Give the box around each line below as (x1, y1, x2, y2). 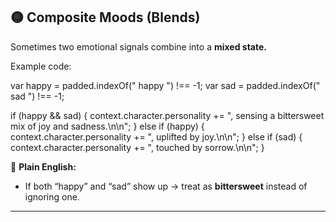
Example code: (10, 60, 72, 72)
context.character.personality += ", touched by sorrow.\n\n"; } (10, 141, 265, 153)
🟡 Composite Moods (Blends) (10, 9, 201, 26)
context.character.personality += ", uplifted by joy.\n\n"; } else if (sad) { (10, 130, 303, 143)
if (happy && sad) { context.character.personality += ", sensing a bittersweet (10, 109, 325, 121)
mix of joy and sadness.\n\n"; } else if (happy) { (10, 120, 205, 132)
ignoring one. (24, 190, 80, 203)
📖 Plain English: (10, 160, 77, 173)
